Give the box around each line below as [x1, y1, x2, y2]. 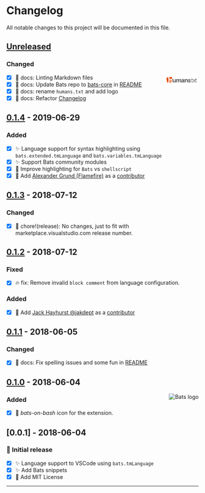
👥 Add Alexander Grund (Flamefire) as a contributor [15, 172, 145, 179]
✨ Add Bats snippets [15, 466, 67, 473]
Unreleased [6, 42, 52, 52]
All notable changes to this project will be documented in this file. [6, 24, 171, 31]
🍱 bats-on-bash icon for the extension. [15, 409, 113, 417]
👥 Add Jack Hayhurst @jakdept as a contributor [15, 309, 135, 316]
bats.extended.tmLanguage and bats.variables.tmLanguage [15, 152, 162, 159]
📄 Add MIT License [15, 473, 63, 480]
